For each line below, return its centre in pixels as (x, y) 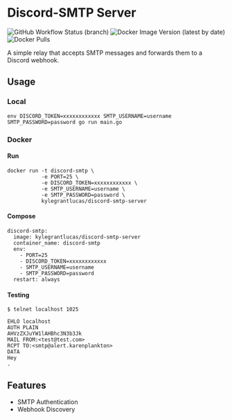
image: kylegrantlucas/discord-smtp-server (77, 237)
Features (27, 385)
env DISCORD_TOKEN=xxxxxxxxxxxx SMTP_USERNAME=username (89, 116)
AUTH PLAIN (23, 328)
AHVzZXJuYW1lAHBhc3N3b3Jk (44, 334)
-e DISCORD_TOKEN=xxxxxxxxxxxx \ (89, 183)
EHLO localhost (29, 322)
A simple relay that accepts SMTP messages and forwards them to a (105, 53)
